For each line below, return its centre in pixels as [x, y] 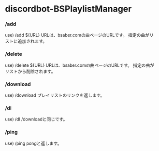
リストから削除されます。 [30, 71]
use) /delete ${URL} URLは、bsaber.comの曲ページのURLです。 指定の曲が [80, 65]
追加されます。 [32, 41]
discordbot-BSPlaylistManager [68, 9]
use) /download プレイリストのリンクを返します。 [55, 95]
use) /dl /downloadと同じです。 [36, 119]
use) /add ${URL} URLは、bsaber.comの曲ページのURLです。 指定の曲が [77, 35]
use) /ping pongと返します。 [33, 143]
